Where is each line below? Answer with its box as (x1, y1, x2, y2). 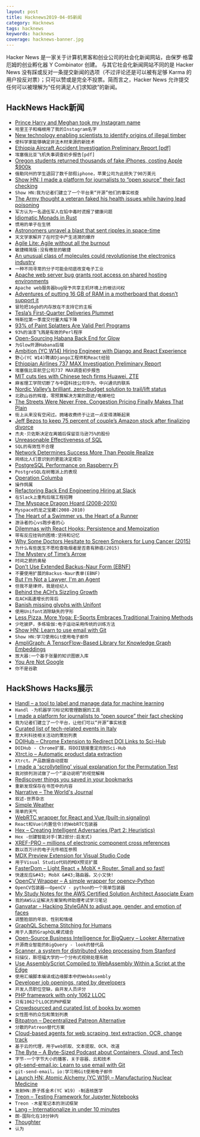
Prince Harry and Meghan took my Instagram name (14, 119, 141, 126)
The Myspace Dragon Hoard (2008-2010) (14, 499, 117, 506)
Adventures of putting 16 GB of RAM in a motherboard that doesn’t (14, 290, 179, 297)
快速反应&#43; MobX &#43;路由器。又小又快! (14, 872, 114, 878)
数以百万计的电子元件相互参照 (14, 846, 77, 853)
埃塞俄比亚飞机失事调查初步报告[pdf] (14, 152, 95, 158)
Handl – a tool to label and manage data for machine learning (14, 699, 165, 706)
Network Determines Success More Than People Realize (14, 448, 154, 456)
